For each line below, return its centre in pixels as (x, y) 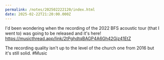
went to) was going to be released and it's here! (53, 33)
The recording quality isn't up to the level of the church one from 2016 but (80, 48)
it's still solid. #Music (26, 53)
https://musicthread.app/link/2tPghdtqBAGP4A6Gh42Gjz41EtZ (68, 38)
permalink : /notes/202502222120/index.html (50, 10)
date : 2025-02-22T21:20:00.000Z (38, 14)
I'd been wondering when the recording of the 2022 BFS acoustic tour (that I (82, 28)
